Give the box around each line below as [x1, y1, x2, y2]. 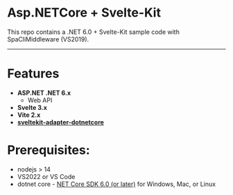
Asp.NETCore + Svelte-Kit [7, 5, 162, 21]
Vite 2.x [17, 111, 41, 119]
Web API [27, 95, 53, 104]
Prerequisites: [7, 142, 90, 158]
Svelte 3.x [17, 103, 47, 111]
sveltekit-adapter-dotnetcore [17, 118, 104, 126]
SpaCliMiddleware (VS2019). [7, 35, 89, 43]
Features [7, 66, 60, 82]
